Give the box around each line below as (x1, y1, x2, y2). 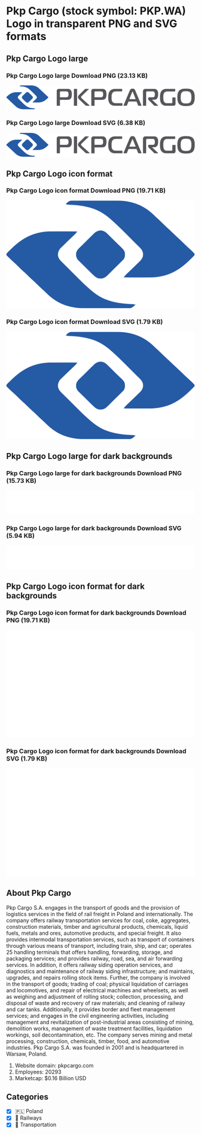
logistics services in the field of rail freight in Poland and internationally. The (6, 910, 193, 917)
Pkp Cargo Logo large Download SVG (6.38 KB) (6, 118, 145, 127)
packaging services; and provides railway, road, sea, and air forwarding (6, 954, 183, 962)
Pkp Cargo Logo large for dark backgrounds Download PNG (6, 469, 182, 477)
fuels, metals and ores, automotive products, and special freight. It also (6, 929, 181, 937)
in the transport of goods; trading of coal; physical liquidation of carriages (6, 980, 188, 987)
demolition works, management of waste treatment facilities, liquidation (6, 1024, 182, 1032)
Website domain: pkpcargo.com (14, 1062, 94, 1069)
